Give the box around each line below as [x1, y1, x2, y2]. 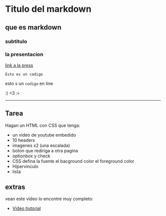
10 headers [12, 137, 36, 143]
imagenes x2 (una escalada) [12, 142, 70, 148]
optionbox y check [12, 153, 50, 159]
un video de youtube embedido [12, 132, 77, 138]
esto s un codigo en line [5, 80, 53, 86]
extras [5, 183, 26, 191]
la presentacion [5, 51, 43, 58]
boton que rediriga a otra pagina [12, 147, 78, 153]
